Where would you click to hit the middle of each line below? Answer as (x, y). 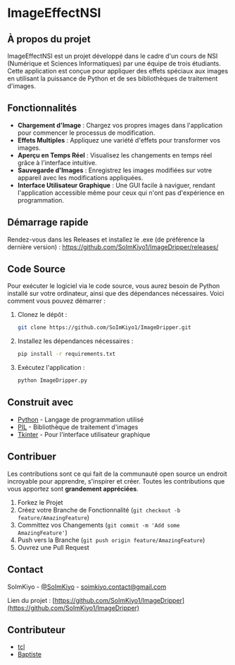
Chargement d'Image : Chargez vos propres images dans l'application (120, 125)
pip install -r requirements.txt (66, 354)
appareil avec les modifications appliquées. (80, 177)
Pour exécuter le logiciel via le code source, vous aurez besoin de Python (114, 286)
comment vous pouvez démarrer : (56, 301)
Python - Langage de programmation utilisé (81, 419)
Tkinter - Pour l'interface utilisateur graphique (84, 434)
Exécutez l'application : (51, 368)
